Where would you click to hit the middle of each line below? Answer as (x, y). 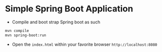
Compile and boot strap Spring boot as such (56, 22)
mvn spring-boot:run (26, 35)
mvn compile (17, 31)
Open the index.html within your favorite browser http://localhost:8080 (84, 44)
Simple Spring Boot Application (69, 9)
